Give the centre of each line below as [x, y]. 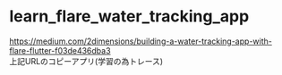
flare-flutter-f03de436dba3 [60, 50]
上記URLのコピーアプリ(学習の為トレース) [86, 61]
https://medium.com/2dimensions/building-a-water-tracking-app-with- [141, 41]
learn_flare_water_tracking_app [129, 17]
